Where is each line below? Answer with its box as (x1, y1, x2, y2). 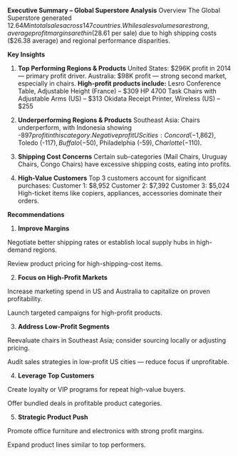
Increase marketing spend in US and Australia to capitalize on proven (7, 287, 210, 295)
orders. (17, 196, 39, 205)
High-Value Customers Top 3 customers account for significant (17, 174, 207, 182)
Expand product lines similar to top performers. (7, 440, 146, 449)
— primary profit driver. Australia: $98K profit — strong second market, (17, 71, 227, 80)
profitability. (7, 295, 43, 303)
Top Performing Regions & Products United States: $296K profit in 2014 (17, 64, 232, 72)
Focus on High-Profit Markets (17, 273, 108, 281)
